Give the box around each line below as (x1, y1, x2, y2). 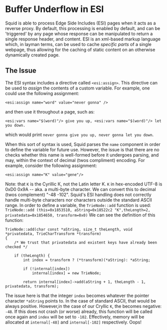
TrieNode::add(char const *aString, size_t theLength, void (5, 226, 133, 232)
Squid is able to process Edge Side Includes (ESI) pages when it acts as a (5, 20, 156, 26)
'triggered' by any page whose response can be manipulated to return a (5, 30, 153, 36)
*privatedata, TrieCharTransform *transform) (5, 231, 101, 236)
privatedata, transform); (5, 283, 59, 288)
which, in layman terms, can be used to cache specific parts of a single (5, 41, 152, 47)
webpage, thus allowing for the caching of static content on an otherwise (5, 46, 156, 52)
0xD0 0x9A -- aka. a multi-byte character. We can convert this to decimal (5, 186, 156, 192)
